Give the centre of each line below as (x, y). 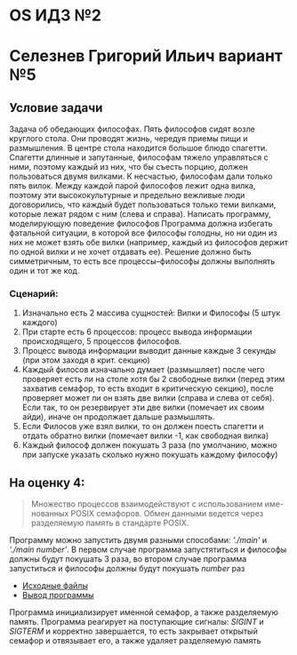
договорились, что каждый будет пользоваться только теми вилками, (143, 204)
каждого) (40, 323)
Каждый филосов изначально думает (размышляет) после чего (143, 370)
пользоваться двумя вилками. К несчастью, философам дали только (141, 176)
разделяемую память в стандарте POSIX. (110, 523)
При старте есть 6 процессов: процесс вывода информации (137, 332)
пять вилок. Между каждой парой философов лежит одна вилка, (132, 186)
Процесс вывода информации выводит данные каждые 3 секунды (149, 351)
